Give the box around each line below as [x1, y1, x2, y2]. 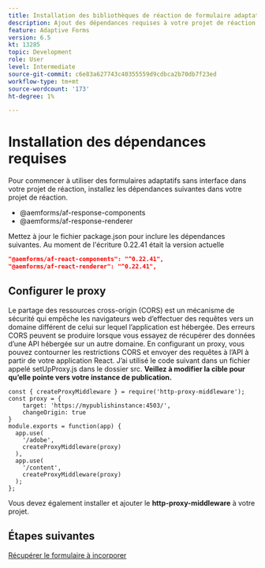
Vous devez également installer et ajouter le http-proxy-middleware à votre [8, 498, 256, 507]
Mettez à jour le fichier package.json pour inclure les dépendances [8, 232, 226, 241]
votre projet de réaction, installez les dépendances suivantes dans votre [8, 185, 242, 194]
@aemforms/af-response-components [19, 208, 146, 218]
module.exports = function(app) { [8, 422, 122, 430]
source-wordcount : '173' [8, 84, 90, 93]
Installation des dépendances [8, 133, 207, 151]
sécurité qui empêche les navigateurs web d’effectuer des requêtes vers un [8, 313, 254, 323]
